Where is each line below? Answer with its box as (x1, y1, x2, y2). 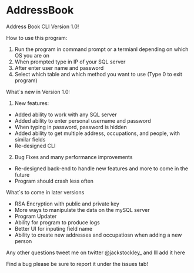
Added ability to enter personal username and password (14, 117, 151, 124)
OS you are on (14, 52, 50, 59)
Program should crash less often (14, 177, 94, 184)
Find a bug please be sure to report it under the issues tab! (6, 260, 149, 267)
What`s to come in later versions (6, 188, 85, 196)
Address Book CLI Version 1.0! (6, 23, 79, 30)
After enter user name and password (14, 64, 104, 71)
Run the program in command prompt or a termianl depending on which (14, 45, 189, 53)
